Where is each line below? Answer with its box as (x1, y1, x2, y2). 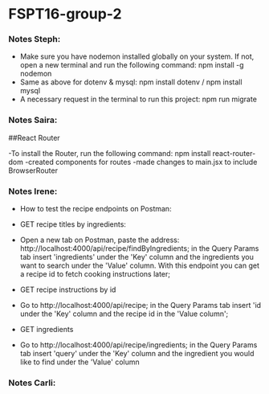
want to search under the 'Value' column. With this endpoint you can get (19, 261, 259, 270)
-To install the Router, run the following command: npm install (8, 148, 211, 158)
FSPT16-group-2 (8, 5, 122, 23)
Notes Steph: (8, 34, 61, 45)
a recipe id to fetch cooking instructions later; (19, 269, 171, 279)
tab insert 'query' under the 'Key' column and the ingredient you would (19, 349, 255, 359)
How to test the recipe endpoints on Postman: (19, 204, 172, 214)
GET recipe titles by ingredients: (19, 220, 127, 229)
